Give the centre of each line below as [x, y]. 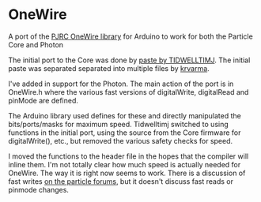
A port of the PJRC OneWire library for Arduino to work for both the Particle [130, 36]
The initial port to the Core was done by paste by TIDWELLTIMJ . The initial [129, 60]
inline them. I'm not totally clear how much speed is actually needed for [125, 164]
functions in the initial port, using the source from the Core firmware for [125, 133]
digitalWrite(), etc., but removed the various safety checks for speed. [121, 140]
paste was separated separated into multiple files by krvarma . [109, 68]
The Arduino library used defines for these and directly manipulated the [125, 115]
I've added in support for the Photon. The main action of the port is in [121, 84]
